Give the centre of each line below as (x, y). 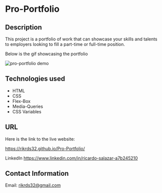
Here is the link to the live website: (40, 139)
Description (23, 27)
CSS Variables (27, 111)
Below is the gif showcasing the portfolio (46, 54)
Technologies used (35, 79)
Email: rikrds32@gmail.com (33, 185)
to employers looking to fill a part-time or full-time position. (65, 44)
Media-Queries (28, 106)
